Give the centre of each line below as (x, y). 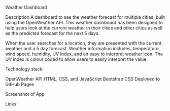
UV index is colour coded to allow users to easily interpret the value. (77, 59)
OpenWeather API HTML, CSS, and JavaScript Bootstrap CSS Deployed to (83, 79)
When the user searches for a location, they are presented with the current (83, 43)
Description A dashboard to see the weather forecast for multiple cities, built (85, 17)
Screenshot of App (25, 94)
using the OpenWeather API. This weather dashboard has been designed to (84, 23)
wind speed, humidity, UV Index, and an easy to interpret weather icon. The (84, 54)
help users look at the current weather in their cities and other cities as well (84, 28)
